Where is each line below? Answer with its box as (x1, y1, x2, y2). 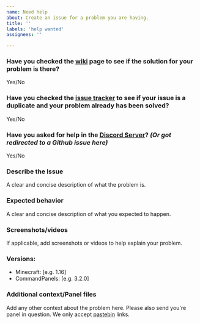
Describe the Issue (6, 167, 64, 176)
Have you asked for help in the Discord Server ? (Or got (6, 131, 172, 139)
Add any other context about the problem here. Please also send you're (6, 304, 187, 311)
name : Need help (6, 9, 48, 15)
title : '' (6, 20, 32, 26)
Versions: (6, 254, 36, 263)
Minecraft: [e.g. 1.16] (15, 268, 67, 276)
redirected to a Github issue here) (6, 138, 108, 146)
